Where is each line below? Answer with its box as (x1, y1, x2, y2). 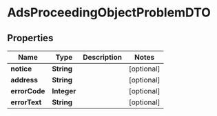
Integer (51, 86, 76, 95)
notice (10, 64, 32, 73)
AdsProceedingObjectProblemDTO (7, 5, 211, 21)
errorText (10, 97, 42, 107)
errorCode (10, 86, 45, 95)
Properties (7, 32, 54, 44)
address (10, 76, 39, 84)
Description (82, 53, 123, 62)
